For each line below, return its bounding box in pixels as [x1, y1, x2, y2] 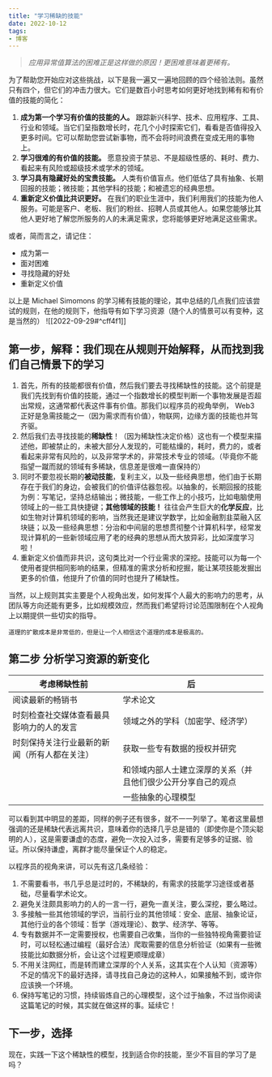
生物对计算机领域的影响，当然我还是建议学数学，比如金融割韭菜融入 [27, 513, 255, 522]
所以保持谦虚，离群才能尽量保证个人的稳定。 [22, 844, 172, 854]
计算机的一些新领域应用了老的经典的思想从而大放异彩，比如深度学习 [27, 533, 255, 543]
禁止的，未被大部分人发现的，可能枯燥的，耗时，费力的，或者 [55, 441, 261, 451]
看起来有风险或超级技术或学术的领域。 [19, 163, 148, 173]
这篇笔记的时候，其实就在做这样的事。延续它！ [19, 1000, 176, 1010]
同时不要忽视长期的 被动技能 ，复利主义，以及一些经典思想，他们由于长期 [19, 472, 261, 482]
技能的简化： [22, 95, 66, 105]
